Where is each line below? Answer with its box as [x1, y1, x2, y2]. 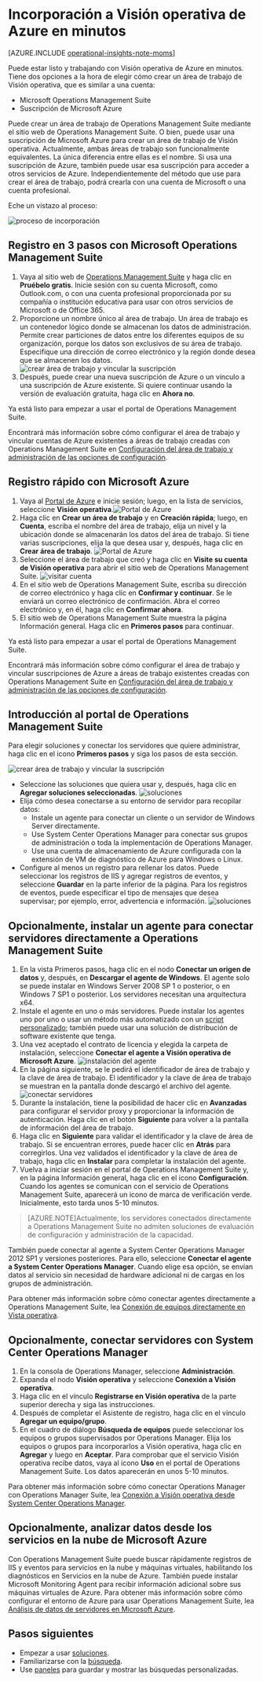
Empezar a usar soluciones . [19, 1647, 110, 1658]
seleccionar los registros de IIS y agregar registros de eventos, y [19, 872, 228, 881]
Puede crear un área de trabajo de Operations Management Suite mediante [8, 119, 251, 128]
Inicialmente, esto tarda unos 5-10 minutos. [19, 1198, 159, 1208]
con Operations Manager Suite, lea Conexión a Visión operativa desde [8, 1490, 236, 1499]
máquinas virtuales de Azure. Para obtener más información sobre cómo [8, 1588, 243, 1597]
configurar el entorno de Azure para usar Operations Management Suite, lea [8, 1596, 255, 1605]
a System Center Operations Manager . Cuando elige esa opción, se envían [8, 1262, 254, 1271]
